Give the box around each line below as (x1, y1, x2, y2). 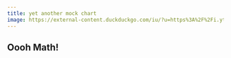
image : (7, 16, 26, 23)
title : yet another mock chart (7, 10, 97, 17)
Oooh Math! (7, 42, 59, 53)
